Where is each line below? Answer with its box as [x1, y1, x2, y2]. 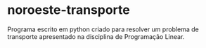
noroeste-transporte [7, 2, 130, 18]
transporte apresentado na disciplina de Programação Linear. [7, 32, 185, 40]
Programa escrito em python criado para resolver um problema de [7, 25, 199, 33]
